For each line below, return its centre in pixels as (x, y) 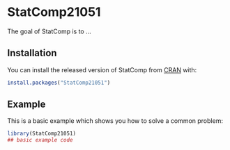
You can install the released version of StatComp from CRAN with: (102, 69)
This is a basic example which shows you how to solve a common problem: (115, 121)
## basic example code (40, 140)
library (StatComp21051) (42, 134)
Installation (32, 53)
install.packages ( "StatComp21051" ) (59, 83)
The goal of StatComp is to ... (49, 31)
